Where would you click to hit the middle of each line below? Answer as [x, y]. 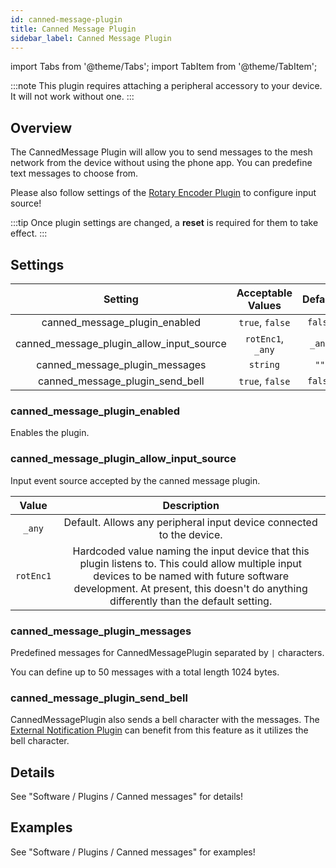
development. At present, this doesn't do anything [190, 588]
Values [264, 305]
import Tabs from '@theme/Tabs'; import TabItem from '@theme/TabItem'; [164, 67]
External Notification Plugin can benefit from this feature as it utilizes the [159, 730]
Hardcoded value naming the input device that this [191, 551]
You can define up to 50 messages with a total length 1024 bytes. [145, 672]
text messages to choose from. [74, 173]
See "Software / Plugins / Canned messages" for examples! [133, 852]
